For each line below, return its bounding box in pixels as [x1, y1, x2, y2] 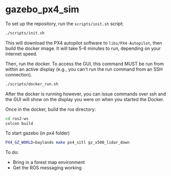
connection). [5, 71, 32, 77]
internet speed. [5, 50, 37, 57]
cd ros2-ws [5, 116, 29, 121]
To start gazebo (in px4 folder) [5, 130, 70, 136]
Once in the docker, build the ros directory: [5, 106, 96, 112]
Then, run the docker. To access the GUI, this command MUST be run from [5, 61, 164, 67]
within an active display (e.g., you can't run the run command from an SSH [5, 66, 163, 72]
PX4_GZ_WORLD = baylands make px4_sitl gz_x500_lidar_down [5, 140, 130, 145]
